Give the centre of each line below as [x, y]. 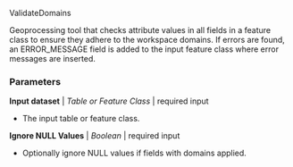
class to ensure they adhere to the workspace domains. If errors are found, [147, 40]
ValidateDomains [40, 13]
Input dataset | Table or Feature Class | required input [109, 101]
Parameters [35, 81]
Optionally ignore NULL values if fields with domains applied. [134, 153]
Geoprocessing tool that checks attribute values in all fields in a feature [140, 30]
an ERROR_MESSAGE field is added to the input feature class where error [144, 49]
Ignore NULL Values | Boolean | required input [95, 136]
